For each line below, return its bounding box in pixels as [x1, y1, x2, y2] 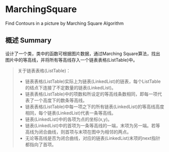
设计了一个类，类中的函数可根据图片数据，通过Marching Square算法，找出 [5, 50, 160, 57]
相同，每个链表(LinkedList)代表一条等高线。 [25, 110, 116, 116]
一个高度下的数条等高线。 [34, 97, 87, 103]
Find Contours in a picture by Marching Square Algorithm [5, 20, 124, 26]
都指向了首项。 [25, 141, 57, 147]
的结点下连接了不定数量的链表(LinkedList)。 [25, 84, 116, 90]
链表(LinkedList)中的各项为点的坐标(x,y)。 [25, 116, 112, 122]
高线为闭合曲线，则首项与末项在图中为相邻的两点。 [25, 129, 132, 135]
